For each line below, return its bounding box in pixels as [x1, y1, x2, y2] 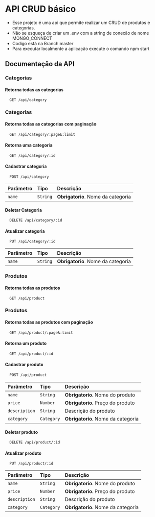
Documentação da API [5, 60, 75, 68]
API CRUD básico [5, 3, 76, 15]
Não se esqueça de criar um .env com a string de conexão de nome [12, 30, 149, 36]
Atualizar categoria [5, 228, 45, 234]
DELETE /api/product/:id [9, 440, 60, 445]
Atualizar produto [5, 450, 42, 456]
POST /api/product [9, 372, 47, 378]
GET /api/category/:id [9, 153, 56, 158]
